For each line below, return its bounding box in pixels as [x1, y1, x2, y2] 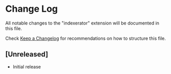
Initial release [12, 63, 41, 69]
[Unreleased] [5, 50, 49, 59]
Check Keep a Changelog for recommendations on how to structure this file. [5, 35, 166, 41]
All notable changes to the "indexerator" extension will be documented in [5, 20, 160, 26]
